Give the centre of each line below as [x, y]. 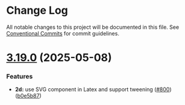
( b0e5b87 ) [28, 96]
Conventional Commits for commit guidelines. [63, 33]
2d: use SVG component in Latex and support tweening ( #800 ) [93, 89]
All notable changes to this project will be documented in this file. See [93, 27]
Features [20, 77]
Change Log [37, 10]
